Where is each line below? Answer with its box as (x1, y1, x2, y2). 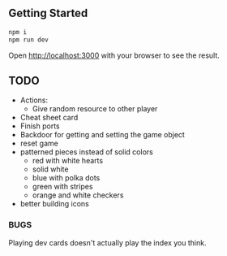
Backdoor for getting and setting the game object (19, 130, 185, 140)
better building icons (19, 199, 89, 209)
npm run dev (8, 36, 49, 44)
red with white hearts (32, 156, 104, 166)
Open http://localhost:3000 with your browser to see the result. (8, 50, 221, 60)
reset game (19, 138, 58, 149)
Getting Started (8, 7, 88, 20)
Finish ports (19, 121, 61, 131)
